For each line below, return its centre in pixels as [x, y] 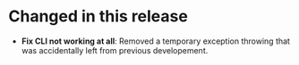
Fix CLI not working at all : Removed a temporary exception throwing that [155, 41]
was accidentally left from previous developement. [115, 50]
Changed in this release [98, 16]
